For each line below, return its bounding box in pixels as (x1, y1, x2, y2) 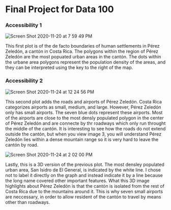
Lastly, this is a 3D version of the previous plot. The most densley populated (5, 161, 164, 167)
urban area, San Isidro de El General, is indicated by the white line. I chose (5, 166, 161, 173)
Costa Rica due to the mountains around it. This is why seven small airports (5, 188, 163, 194)
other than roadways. (5, 199, 50, 205)
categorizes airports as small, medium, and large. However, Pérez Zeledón (5, 104, 161, 110)
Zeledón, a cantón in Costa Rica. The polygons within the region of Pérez (5, 48, 159, 54)
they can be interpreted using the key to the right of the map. (5, 64, 133, 71)
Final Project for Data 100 (5, 4, 114, 15)
